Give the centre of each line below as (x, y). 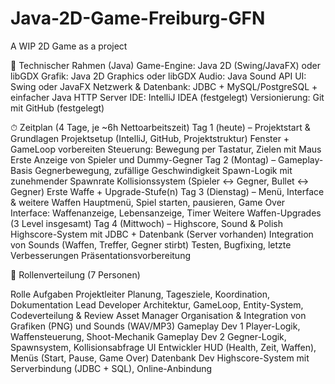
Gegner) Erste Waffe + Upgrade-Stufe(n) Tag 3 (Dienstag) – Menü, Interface (167, 191)
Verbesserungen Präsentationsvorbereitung (101, 255)
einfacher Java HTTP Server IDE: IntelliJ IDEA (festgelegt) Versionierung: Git (167, 97)
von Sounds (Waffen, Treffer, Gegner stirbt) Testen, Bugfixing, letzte (151, 244)
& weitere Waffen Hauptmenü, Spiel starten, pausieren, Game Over (148, 202)
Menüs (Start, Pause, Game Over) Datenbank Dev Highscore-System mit (160, 358)
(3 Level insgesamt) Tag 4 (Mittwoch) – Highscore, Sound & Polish (146, 223)
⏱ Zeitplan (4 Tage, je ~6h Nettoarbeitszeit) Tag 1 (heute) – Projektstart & (160, 127)
